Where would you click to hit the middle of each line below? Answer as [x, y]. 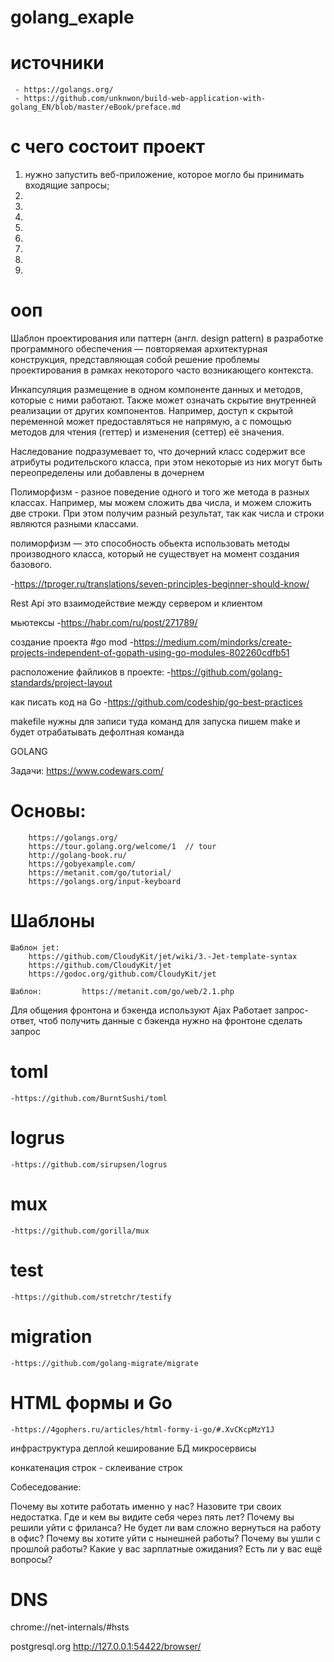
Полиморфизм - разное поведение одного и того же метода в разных [160, 492]
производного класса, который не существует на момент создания [155, 554]
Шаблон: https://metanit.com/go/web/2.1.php [122, 991]
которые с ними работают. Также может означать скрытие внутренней [163, 400]
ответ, [23, 1020]
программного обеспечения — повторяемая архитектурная [139, 349]
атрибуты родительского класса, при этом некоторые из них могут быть [166, 462]
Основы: [48, 811]
